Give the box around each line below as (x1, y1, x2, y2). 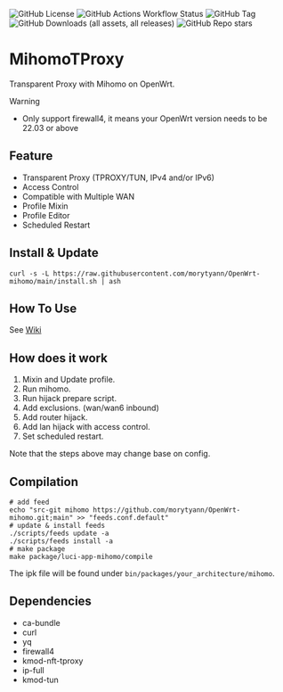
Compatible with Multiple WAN (21, 191, 135, 202)
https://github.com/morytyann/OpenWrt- (93, 506, 241, 515)
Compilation (9, 474, 78, 490)
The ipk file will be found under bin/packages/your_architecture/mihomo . (9, 568, 275, 579)
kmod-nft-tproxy (21, 655, 84, 666)
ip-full (21, 664, 44, 675)
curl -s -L (9, 268, 50, 278)
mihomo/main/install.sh (9, 276, 98, 285)
